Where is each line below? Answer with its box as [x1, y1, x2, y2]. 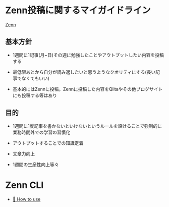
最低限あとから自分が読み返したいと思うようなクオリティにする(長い [12, 69, 156, 75]
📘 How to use [12, 196, 41, 202]
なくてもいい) [21, 75, 49, 81]
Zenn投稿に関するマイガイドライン [5, 5, 151, 16]
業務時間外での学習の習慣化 [12, 129, 71, 135]
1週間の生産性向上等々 [12, 161, 59, 167]
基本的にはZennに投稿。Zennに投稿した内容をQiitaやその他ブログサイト [12, 86, 163, 92]
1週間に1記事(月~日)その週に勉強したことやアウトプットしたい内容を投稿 [12, 51, 164, 58]
